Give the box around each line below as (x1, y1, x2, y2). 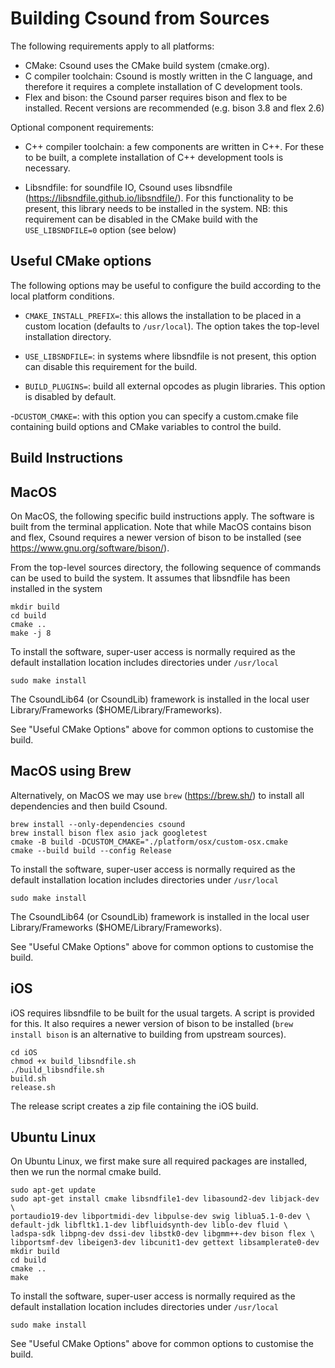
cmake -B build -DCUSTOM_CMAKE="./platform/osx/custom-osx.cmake (10, 837, 288, 847)
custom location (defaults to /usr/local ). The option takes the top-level (24, 320, 320, 332)
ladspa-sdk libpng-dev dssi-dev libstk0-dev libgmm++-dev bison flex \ (10, 1229, 315, 1239)
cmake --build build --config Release (10, 845, 172, 856)
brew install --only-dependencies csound (10, 819, 186, 829)
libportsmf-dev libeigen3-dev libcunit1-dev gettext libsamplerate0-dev (10, 1238, 320, 1248)
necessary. (24, 162, 71, 174)
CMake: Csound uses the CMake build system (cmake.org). (24, 59, 270, 71)
